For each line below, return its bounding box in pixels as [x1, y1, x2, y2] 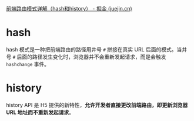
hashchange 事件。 [6, 60, 50, 67]
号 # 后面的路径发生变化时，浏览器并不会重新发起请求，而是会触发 [6, 53, 166, 60]
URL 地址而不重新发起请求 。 [6, 109, 75, 116]
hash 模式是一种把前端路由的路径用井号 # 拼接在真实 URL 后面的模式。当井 [6, 46, 188, 53]
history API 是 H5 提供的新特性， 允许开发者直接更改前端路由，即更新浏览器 [6, 101, 188, 108]
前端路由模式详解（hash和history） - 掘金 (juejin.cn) [6, 5, 132, 12]
